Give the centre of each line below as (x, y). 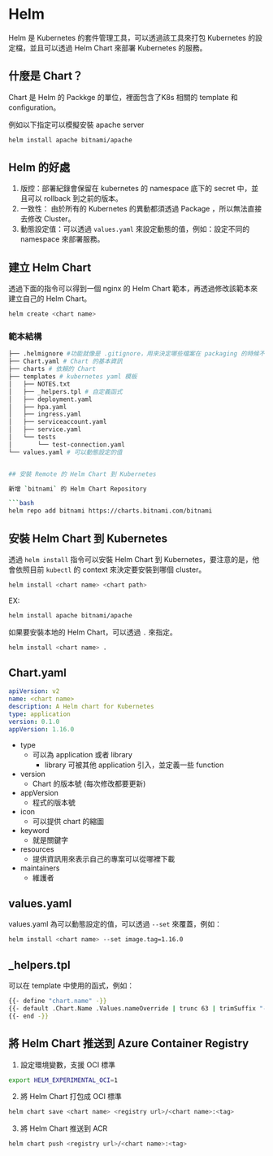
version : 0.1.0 (34, 722)
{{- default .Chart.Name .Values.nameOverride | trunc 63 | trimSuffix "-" (139, 1009)
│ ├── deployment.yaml (50, 399)
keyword (35, 830)
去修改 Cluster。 (48, 219)
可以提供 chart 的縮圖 (68, 821)
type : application (39, 714)
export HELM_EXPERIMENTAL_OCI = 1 (63, 1080)
